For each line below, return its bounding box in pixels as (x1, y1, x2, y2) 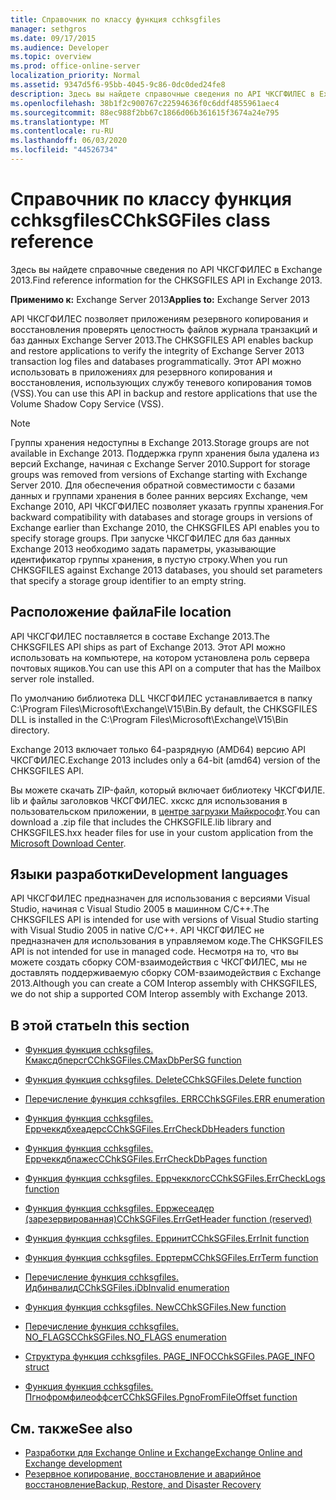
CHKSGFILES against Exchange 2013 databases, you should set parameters (10, 564, 323, 576)
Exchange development (24, 1457, 123, 1470)
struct (24, 1361, 50, 1373)
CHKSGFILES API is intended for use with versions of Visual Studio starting (10, 914, 319, 926)
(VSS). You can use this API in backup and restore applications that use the (10, 387, 318, 399)
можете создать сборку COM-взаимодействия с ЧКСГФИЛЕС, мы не (10, 956, 308, 968)
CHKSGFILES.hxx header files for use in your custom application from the (10, 826, 314, 838)
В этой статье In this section (10, 1017, 190, 1034)
